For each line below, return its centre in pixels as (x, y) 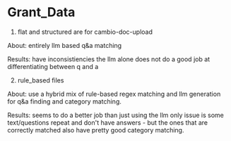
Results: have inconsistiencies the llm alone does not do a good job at (109, 59)
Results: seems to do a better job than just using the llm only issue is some (115, 115)
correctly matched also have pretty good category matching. (96, 130)
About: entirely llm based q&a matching (65, 45)
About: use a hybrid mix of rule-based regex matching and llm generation (114, 94)
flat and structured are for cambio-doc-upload (85, 32)
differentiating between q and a (53, 66)
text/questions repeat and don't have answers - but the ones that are (108, 122)
